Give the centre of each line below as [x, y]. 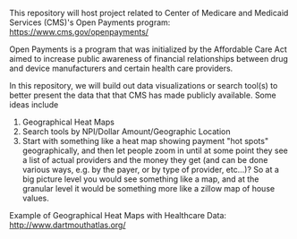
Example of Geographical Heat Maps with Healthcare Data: [118, 215]
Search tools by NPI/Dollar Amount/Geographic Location [126, 132]
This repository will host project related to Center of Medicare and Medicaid [149, 13]
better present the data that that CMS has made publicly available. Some [143, 95]
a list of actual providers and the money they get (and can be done [145, 160]
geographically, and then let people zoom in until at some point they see [155, 150]
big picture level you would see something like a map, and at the [140, 179]
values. [35, 198]
